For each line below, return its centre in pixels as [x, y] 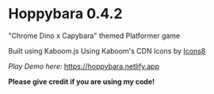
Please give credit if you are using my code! [82, 81]
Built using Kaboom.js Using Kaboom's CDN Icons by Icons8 [107, 51]
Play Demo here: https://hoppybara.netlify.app [84, 66]
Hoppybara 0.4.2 [65, 14]
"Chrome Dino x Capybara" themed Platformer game [94, 36]
